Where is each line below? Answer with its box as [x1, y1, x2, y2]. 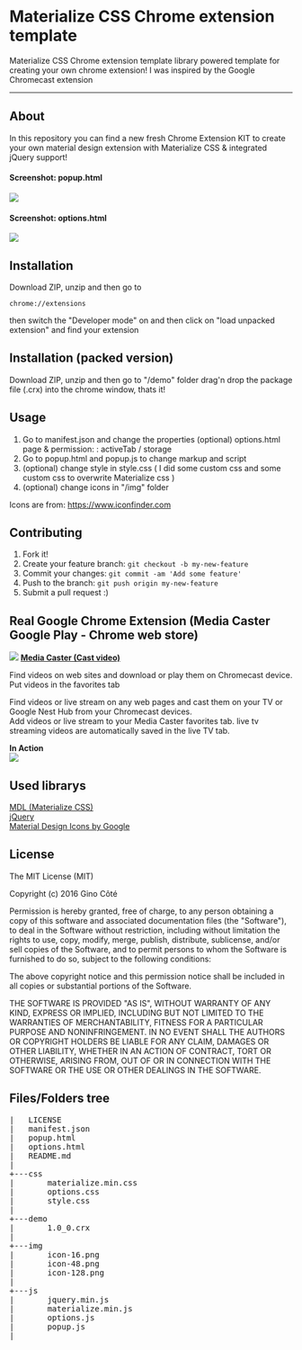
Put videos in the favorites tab [9, 679, 120, 690]
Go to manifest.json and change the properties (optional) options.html [22, 434, 281, 444]
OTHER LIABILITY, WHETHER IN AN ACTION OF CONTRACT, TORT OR [9, 1045, 271, 1056]
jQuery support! [9, 151, 68, 163]
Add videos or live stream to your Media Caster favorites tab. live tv [9, 716, 259, 727]
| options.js [9, 1312, 95, 1323]
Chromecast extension [9, 74, 93, 85]
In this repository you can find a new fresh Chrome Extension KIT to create [9, 132, 286, 143]
